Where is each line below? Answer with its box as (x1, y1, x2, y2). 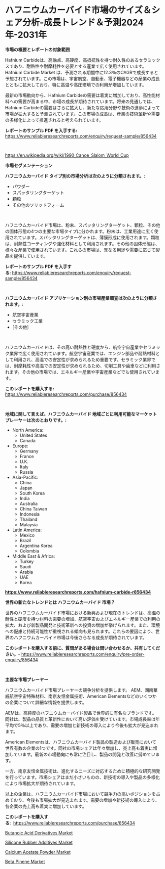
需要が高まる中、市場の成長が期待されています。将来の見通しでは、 (18, 98, 156, 104)
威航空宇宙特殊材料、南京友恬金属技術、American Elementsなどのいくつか (5, 693, 157, 699)
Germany (19, 448, 38, 454)
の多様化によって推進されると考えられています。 (5, 117, 104, 123)
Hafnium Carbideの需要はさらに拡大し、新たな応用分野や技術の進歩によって (5, 104, 160, 110)
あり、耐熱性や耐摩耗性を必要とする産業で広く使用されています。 (13, 63, 147, 69)
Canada (19, 437, 36, 443)
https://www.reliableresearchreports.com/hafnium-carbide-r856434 (5, 589, 151, 595)
